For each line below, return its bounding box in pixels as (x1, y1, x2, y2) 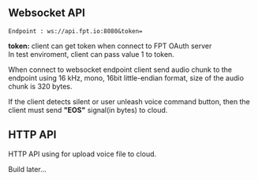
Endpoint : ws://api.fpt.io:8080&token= (8, 27, 144, 35)
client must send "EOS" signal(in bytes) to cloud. (8, 105, 168, 114)
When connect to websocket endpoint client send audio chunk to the (8, 65, 233, 74)
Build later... (8, 164, 47, 174)
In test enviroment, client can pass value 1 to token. (8, 49, 175, 58)
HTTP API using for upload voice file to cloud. (8, 149, 157, 159)
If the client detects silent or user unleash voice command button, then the (8, 96, 250, 106)
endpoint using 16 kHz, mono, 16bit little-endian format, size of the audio (8, 73, 245, 82)
